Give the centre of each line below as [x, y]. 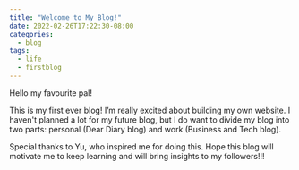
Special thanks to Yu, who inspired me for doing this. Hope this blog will [142, 146]
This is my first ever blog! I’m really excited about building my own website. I [150, 110]
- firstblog [40, 68]
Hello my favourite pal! [51, 93]
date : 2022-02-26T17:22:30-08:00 [72, 26]
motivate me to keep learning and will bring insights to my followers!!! [137, 156]
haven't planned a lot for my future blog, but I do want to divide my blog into [149, 119]
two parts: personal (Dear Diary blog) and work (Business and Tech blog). [145, 129]
